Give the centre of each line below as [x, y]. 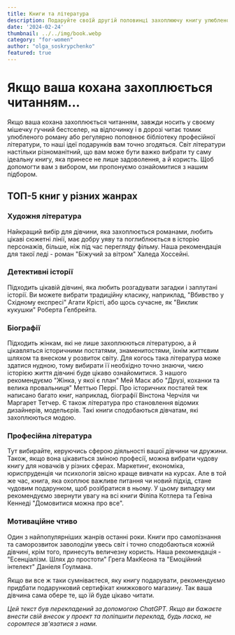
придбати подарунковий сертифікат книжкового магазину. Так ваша [110, 587]
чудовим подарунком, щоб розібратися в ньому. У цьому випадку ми [111, 488]
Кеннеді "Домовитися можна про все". [66, 503]
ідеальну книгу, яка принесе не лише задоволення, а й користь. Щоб [111, 159]
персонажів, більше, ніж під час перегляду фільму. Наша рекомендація [114, 246]
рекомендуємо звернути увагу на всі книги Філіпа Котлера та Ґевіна [110, 496]
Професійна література [50, 436]
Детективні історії [40, 272]
